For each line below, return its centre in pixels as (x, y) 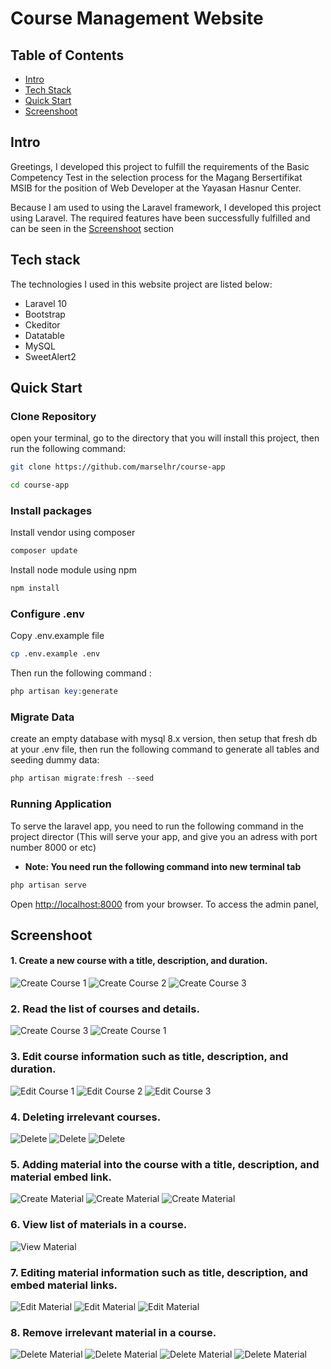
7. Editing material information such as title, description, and (159, 1272)
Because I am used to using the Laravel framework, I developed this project (166, 207)
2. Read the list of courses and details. (105, 1009)
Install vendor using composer (73, 533)
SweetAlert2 (50, 356)
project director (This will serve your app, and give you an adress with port (164, 836)
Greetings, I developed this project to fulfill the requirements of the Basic (160, 166)
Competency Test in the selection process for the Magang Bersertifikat (156, 177)
